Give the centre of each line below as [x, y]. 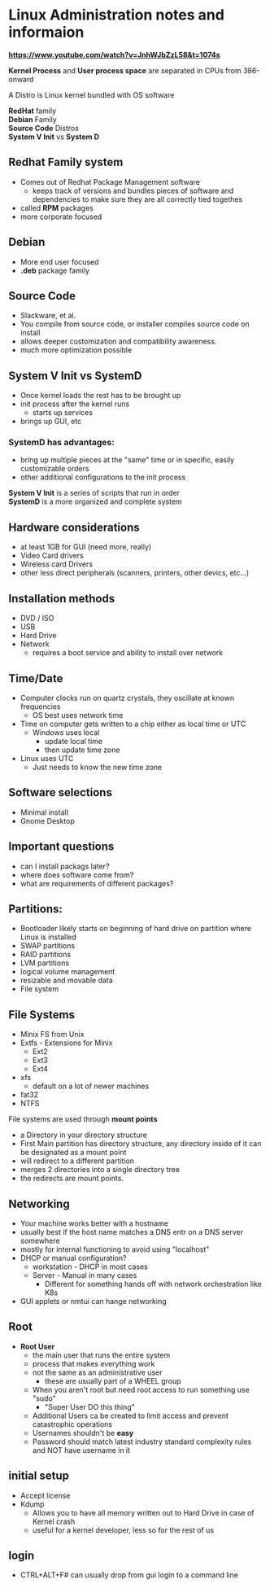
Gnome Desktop [48, 820]
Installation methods [62, 599]
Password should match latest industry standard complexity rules [142, 1441]
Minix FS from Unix [52, 1035]
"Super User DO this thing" [90, 1406]
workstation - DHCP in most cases [90, 1266]
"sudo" [44, 1398]
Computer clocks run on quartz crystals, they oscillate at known [127, 698]
